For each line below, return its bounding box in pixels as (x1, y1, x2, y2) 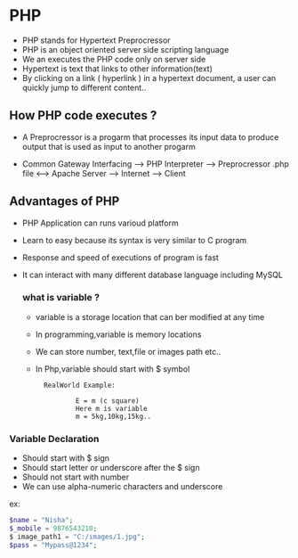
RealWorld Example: (43, 381, 116, 390)
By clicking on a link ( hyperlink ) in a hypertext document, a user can (21, 72, 277, 83)
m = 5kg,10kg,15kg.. (75, 412, 152, 421)
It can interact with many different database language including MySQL (21, 269, 283, 280)
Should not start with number (21, 472, 130, 482)
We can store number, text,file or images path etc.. (35, 346, 221, 357)
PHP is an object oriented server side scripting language (21, 44, 230, 54)
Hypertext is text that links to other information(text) (21, 63, 213, 74)
